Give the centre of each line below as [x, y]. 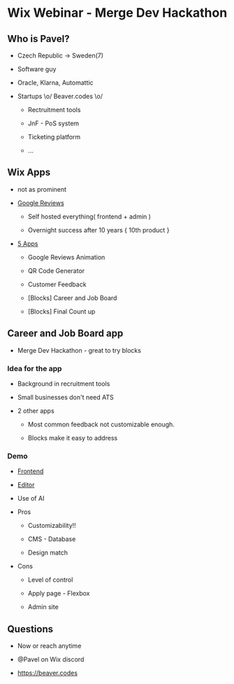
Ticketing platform [54, 137]
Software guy [37, 69]
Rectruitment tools [54, 110]
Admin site [43, 607]
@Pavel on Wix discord [51, 659]
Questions [30, 629]
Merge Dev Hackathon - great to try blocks [79, 350]
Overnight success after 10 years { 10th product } [98, 230]
